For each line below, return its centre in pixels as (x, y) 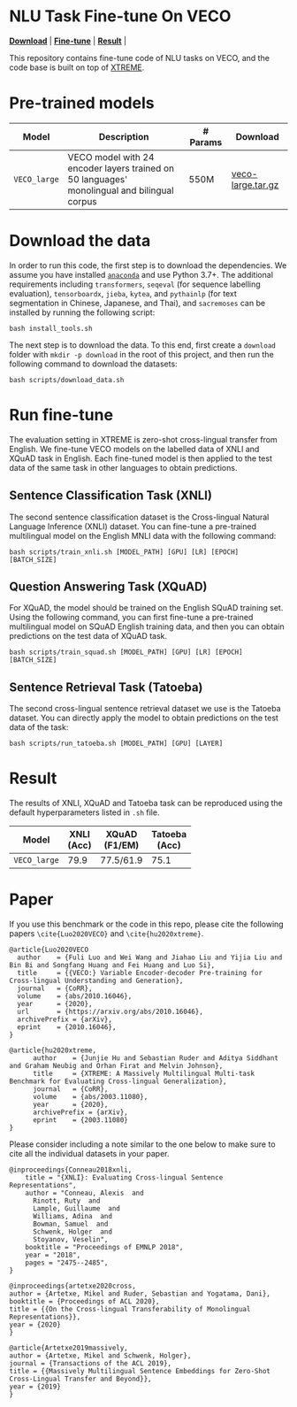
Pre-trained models (82, 103)
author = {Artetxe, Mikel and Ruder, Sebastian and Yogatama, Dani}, (140, 1294)
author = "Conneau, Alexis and (84, 1193)
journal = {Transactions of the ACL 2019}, (91, 1364)
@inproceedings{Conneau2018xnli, (71, 1170)
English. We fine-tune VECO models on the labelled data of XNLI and (134, 449)
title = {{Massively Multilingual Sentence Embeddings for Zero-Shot (140, 1372)
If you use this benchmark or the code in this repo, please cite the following (147, 924)
